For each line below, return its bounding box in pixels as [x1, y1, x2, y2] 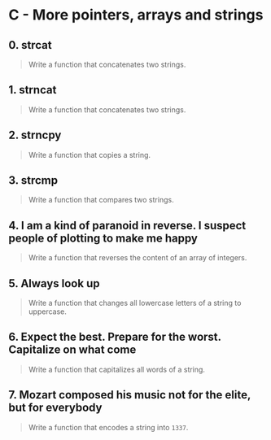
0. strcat [8, 38, 52, 52]
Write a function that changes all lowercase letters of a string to [28, 298, 242, 308]
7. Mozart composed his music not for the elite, [8, 388, 251, 402]
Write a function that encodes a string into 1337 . [28, 422, 189, 432]
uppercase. [28, 307, 68, 316]
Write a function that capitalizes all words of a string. [28, 364, 206, 374]
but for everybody [8, 401, 103, 415]
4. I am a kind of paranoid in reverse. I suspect [8, 218, 247, 233]
